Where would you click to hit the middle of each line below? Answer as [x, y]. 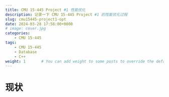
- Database [26, 52]
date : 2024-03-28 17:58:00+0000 [39, 24]
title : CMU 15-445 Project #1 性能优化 [46, 10]
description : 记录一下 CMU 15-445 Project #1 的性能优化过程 [66, 15]
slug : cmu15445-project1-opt [36, 19]
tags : [11, 43]
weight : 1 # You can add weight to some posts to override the [80, 61]
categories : [18, 33]
